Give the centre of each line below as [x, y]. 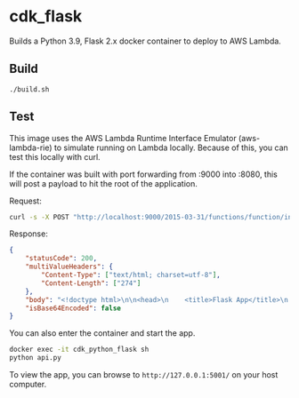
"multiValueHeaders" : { [69, 267]
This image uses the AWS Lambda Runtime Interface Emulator [123, 138]
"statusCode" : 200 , [61, 259]
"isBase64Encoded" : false [73, 308]
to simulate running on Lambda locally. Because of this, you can [171, 147]
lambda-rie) [31, 147]
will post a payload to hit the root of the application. [104, 183]
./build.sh [29, 89]
